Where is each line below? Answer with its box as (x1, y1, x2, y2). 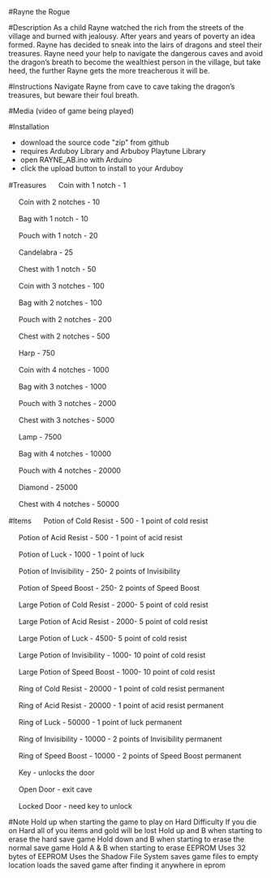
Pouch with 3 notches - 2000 (18, 399, 117, 408)
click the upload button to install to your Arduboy (19, 164, 184, 173)
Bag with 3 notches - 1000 (18, 382, 107, 391)
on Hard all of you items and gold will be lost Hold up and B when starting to (8, 826, 263, 835)
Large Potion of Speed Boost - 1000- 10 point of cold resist (18, 667, 216, 676)
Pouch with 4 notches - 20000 (18, 465, 122, 475)
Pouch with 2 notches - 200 (18, 315, 112, 324)
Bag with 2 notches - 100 (18, 298, 103, 308)
